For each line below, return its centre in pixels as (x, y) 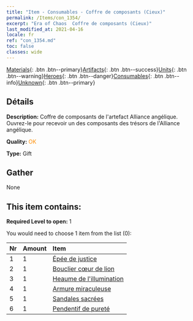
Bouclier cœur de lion (84, 269)
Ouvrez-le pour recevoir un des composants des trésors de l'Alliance (93, 123)
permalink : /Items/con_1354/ (44, 18)
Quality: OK (21, 141)
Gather (20, 172)
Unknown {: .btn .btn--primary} (57, 82)
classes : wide (25, 52)
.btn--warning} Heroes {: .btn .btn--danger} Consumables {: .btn (85, 76)
